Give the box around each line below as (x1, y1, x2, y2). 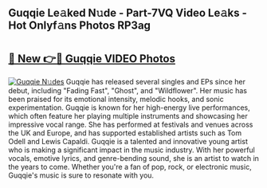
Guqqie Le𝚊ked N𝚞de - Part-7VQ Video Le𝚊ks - (8, 6, 247, 20)
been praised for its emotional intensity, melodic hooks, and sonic (8, 95, 225, 104)
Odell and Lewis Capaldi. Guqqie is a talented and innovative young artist (8, 137, 249, 146)
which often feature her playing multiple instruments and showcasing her (8, 112, 249, 120)
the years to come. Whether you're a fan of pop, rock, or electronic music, (8, 163, 253, 171)
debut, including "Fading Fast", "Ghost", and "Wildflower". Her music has (8, 86, 247, 95)
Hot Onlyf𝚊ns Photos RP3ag (8, 19, 151, 33)
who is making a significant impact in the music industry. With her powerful (8, 145, 255, 155)
